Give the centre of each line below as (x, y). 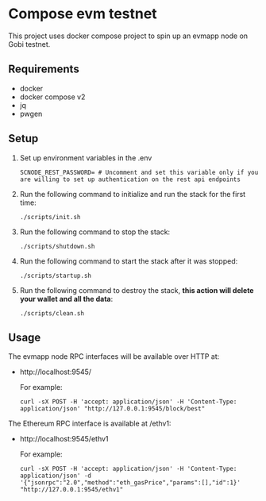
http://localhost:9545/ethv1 (64, 439)
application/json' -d (55, 476)
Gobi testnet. (29, 44)
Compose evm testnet (83, 14)
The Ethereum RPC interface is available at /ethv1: (90, 424)
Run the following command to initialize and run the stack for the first (133, 194)
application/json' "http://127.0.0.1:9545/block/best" (112, 409)
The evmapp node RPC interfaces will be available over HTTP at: (114, 356)
